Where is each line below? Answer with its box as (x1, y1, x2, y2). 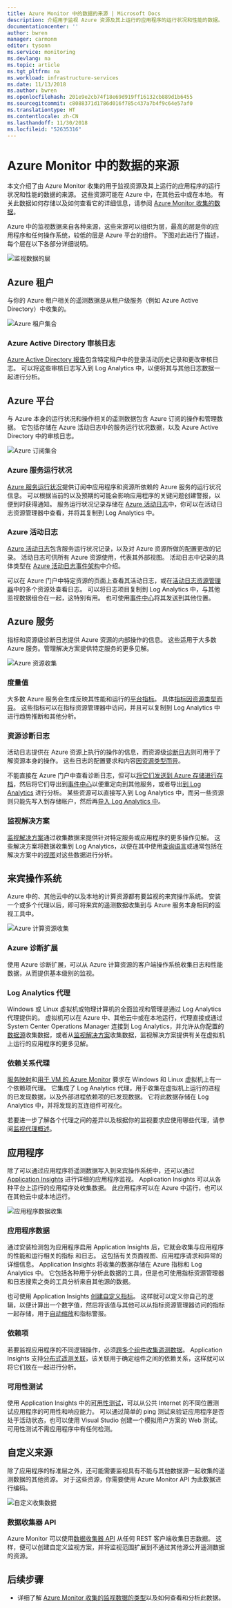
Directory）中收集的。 (7, 305, 70, 313)
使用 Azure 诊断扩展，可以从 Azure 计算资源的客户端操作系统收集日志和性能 (7, 960, 223, 968)
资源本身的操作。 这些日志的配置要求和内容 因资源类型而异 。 (12, 757, 184, 765)
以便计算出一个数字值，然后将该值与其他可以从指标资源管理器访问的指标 (19, 1300, 225, 1309)
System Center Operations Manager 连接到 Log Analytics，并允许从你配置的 (7, 1022, 224, 1030)
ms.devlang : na (7, 55, 51, 62)
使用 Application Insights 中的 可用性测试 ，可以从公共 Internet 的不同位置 (7, 1399, 213, 1407)
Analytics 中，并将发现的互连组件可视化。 (7, 1101, 126, 1110)
